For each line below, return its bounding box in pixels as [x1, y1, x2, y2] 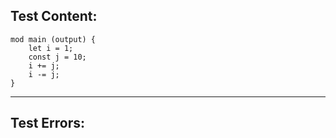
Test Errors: [10, 115, 86, 132]
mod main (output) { [10, 34, 97, 44]
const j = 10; [28, 52, 87, 62]
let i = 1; [28, 43, 74, 53]
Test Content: [10, 8, 98, 25]
